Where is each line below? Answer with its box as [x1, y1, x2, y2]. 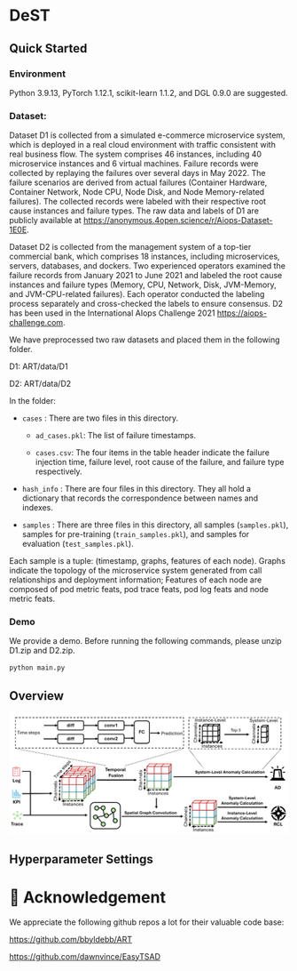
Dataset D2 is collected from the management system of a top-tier [9, 242, 252, 253]
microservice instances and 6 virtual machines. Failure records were [9, 158, 259, 169]
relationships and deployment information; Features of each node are [9, 574, 262, 585]
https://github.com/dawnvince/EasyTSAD [9, 951, 161, 961]
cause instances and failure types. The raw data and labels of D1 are [9, 205, 260, 216]
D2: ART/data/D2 [9, 379, 72, 389]
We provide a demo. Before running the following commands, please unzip [9, 636, 282, 646]
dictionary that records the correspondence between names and [21, 493, 259, 503]
